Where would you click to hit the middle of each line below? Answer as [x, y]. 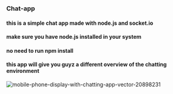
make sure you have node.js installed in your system [74, 37]
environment [23, 71]
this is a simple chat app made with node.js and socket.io [80, 23]
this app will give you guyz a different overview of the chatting [86, 64]
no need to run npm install [40, 50]
